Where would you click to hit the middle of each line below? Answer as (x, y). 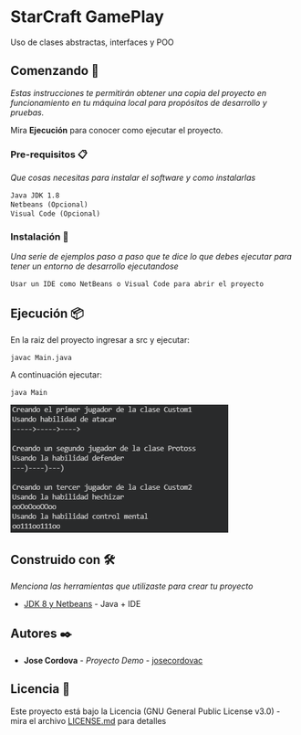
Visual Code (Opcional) (56, 214)
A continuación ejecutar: (57, 375)
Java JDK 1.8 (35, 196)
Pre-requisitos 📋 (49, 154)
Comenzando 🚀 (55, 71)
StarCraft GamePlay (88, 17)
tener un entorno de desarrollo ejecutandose (94, 266)
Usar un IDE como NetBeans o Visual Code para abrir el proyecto (137, 284)
